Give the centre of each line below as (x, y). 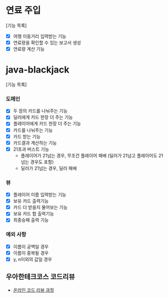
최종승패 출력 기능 (31, 220)
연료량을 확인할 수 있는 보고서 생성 (47, 43)
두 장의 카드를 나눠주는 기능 (40, 111)
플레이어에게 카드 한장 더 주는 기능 (47, 124)
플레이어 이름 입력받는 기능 (40, 195)
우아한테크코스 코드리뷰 (40, 277)
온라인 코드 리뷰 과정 (33, 290)
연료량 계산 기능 (29, 49)
